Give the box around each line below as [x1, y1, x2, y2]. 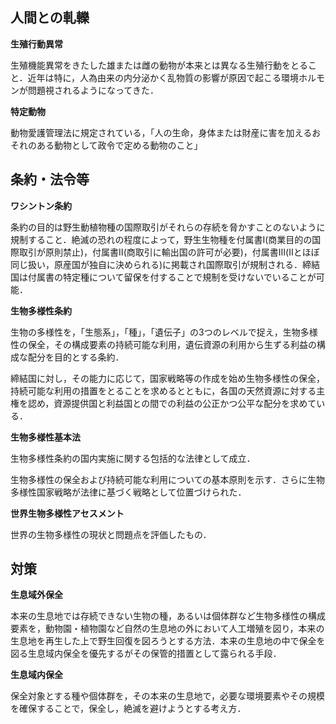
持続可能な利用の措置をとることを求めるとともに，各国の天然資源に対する [10, 384, 317, 397]
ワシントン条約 [10, 199, 72, 212]
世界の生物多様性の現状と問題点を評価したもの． [10, 528, 212, 540]
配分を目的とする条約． [27, 351, 125, 363]
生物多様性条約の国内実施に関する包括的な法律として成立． [10, 452, 256, 464]
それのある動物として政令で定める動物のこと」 [10, 139, 203, 151]
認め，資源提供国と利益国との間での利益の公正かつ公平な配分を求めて [27, 397, 317, 409]
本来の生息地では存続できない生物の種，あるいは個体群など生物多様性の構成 [10, 610, 326, 622]
